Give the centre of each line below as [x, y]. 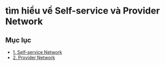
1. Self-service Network [37, 52]
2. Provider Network [34, 57]
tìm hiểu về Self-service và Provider [83, 11]
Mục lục [18, 40]
